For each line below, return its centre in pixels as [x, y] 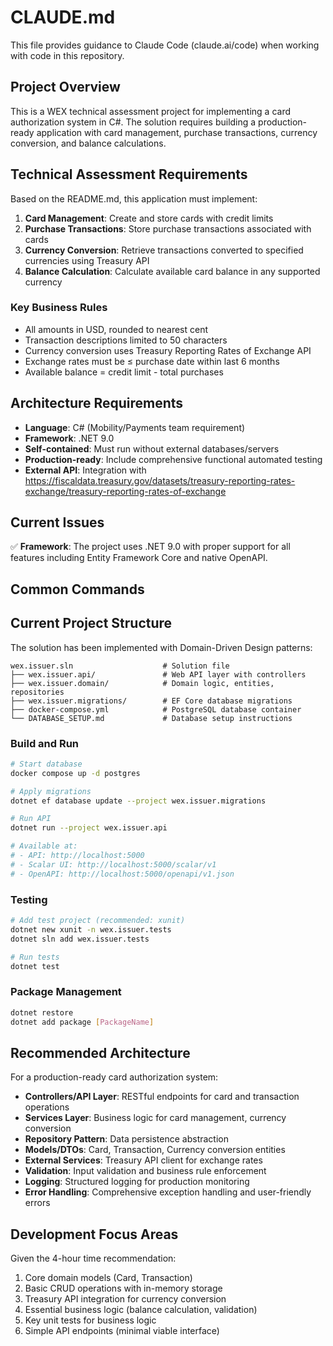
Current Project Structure [91, 623]
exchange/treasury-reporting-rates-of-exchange [125, 491]
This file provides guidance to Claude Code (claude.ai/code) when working [165, 45]
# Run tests [35, 957]
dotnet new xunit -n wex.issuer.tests [91, 929]
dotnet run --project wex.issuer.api [89, 828]
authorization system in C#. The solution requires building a [133, 122]
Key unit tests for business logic [90, 1320]
